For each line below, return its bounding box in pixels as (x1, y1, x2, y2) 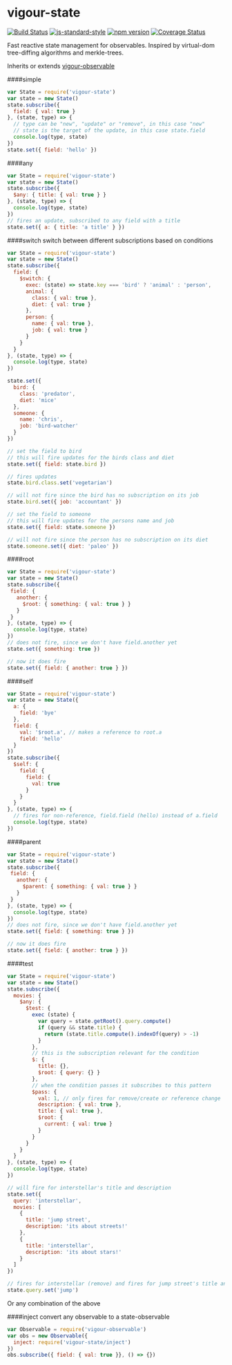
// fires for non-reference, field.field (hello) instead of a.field (13, 812, 217, 819)
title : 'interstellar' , (25, 1242, 95, 1249)
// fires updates (7, 473, 57, 480)
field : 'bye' (19, 709, 57, 716)
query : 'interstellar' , (13, 1197, 81, 1204)
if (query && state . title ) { (37, 1024, 122, 1031)
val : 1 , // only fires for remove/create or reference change (37, 1095, 221, 1102)
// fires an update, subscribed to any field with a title (7, 217, 181, 224)
